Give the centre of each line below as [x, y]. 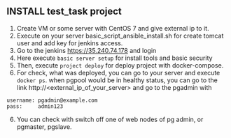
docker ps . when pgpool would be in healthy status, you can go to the [117, 80]
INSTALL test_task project [64, 11]
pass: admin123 [35, 106]
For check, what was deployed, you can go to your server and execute [118, 72]
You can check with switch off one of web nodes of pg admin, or [110, 119]
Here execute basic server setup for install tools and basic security [114, 58]
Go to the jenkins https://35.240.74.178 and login [86, 50]
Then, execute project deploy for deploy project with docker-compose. [120, 65]
